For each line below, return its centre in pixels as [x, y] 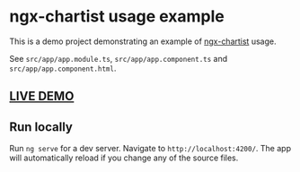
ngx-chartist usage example [117, 17]
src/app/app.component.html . [63, 68]
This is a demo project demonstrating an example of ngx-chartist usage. [143, 41]
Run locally [41, 127]
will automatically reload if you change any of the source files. [124, 158]
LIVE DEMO [42, 96]
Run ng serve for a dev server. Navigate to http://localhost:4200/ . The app [150, 149]
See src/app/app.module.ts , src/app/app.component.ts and [119, 58]
